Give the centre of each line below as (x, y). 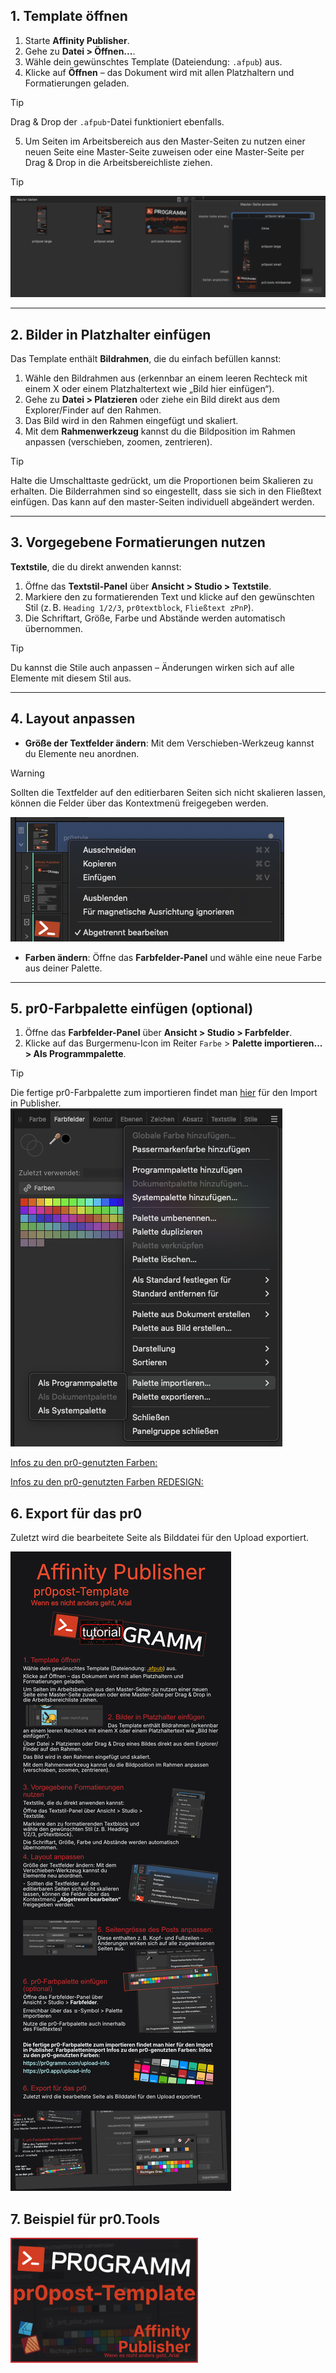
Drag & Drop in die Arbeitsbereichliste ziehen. (118, 162)
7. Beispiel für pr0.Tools (85, 2219)
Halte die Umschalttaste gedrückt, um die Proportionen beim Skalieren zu (161, 481)
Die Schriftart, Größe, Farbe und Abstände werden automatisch (155, 618)
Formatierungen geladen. (77, 83)
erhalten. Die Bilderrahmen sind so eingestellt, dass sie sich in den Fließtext (166, 491)
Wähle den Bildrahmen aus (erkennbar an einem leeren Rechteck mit (166, 378)
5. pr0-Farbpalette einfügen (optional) (132, 1009)
